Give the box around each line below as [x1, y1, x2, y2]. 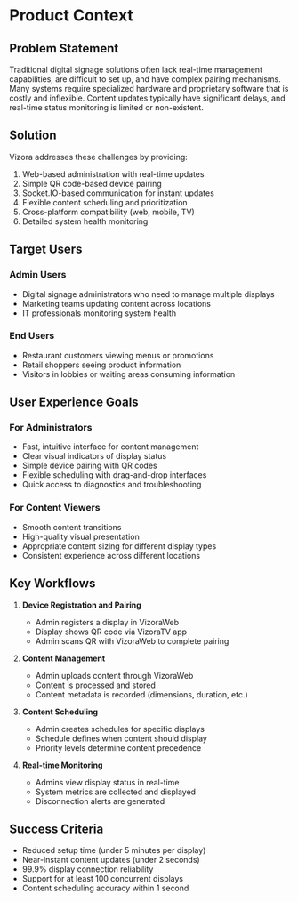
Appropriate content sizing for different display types [21, 540, 217, 552]
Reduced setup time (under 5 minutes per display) [21, 845, 206, 856]
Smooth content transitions [21, 521, 122, 532]
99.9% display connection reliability [21, 864, 154, 874]
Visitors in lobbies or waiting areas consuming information [21, 368, 236, 379]
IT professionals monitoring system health [21, 308, 176, 318]
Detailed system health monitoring [21, 215, 149, 227]
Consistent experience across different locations [21, 550, 201, 560]
